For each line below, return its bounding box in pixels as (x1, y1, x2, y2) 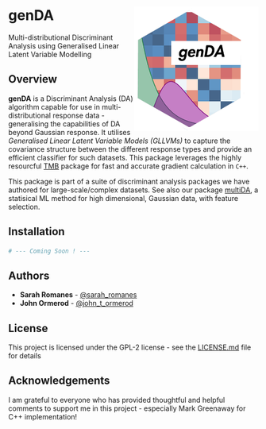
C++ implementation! (8, 412, 78, 421)
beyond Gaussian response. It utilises (8, 127, 131, 137)
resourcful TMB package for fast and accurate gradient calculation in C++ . (8, 161, 249, 171)
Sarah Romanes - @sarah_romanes (19, 290, 137, 300)
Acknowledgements (8, 374, 110, 388)
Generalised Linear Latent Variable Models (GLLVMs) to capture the (8, 136, 231, 145)
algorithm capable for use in (8, 102, 101, 111)
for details (8, 351, 41, 361)
